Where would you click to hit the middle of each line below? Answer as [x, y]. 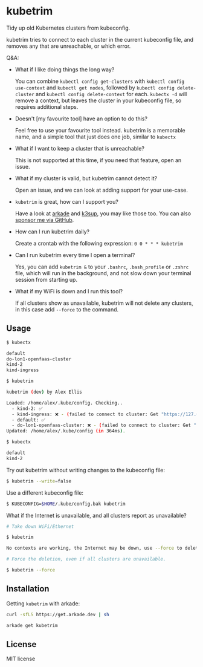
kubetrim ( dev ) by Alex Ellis [44, 392]
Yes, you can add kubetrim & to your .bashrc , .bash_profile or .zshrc [102, 267]
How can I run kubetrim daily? [52, 232]
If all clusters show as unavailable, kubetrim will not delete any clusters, [104, 303]
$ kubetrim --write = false [39, 481]
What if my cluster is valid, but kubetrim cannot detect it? [86, 178]
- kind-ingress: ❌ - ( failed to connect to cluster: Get [85, 414]
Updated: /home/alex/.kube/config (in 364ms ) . [66, 431]
